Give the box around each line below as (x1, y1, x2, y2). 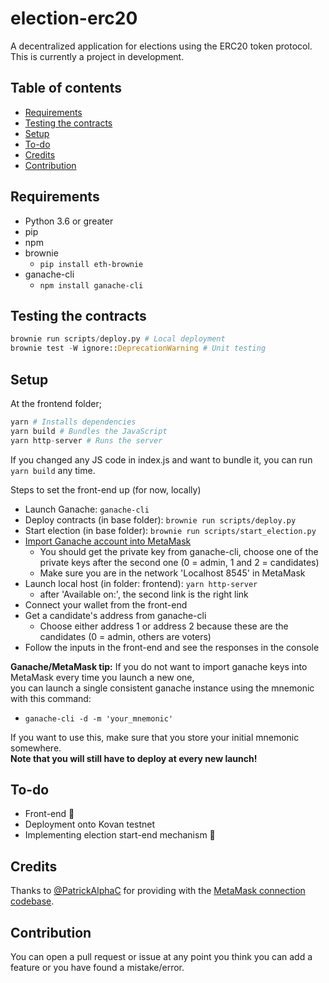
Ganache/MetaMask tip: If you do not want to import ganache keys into (10, 660, 308, 672)
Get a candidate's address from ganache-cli (24, 609, 207, 621)
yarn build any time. (10, 464, 96, 476)
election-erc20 (10, 7, 138, 30)
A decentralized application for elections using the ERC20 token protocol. (10, 40, 313, 52)
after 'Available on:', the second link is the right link (39, 588, 249, 600)
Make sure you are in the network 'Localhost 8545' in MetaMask (39, 567, 306, 579)
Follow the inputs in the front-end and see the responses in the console (24, 641, 320, 653)
